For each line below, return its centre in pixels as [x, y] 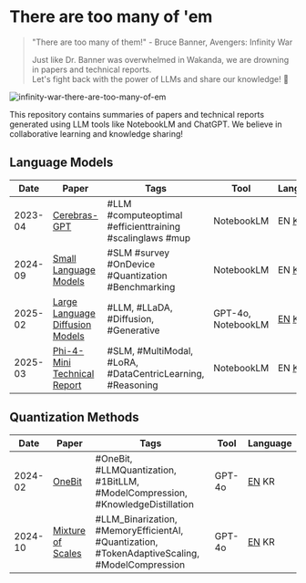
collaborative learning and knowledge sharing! [97, 133]
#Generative [133, 330]
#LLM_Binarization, [136, 519]
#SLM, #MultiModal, [150, 350]
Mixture [70, 530]
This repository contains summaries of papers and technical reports [137, 114]
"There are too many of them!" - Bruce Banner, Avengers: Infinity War [162, 42]
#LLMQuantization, [136, 470]
